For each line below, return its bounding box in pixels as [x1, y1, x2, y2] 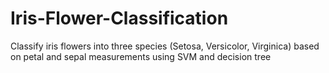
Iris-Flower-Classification [10, 7, 229, 30]
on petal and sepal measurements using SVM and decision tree [10, 50, 272, 62]
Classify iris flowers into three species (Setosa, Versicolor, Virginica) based [10, 40, 320, 52]
